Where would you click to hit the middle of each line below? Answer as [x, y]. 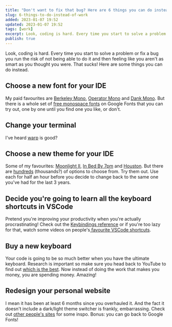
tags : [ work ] [19, 29]
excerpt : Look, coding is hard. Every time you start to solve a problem [86, 34]
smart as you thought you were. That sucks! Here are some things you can [84, 64]
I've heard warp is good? [31, 138]
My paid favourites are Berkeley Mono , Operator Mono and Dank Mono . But [85, 98]
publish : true [20, 39]
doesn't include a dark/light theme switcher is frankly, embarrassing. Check [85, 309]
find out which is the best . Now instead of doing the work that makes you [82, 269]
